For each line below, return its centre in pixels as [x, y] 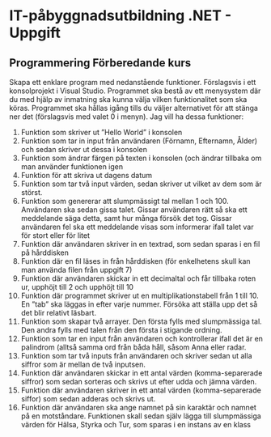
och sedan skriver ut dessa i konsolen [84, 149]
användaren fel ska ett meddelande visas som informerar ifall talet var [137, 227]
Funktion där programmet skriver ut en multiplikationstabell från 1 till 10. [140, 295]
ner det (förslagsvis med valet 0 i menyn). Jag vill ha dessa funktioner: [127, 117]
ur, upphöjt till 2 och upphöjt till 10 [77, 287]
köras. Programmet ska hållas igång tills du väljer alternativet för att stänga [133, 108]
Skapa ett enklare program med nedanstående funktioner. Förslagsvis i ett [133, 82]
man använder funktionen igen [72, 167]
